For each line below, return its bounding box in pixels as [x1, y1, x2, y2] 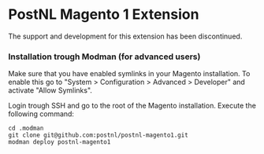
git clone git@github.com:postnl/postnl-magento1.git [8, 131, 189, 139]
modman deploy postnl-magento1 [8, 138, 111, 146]
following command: [8, 109, 75, 119]
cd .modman [8, 124, 44, 133]
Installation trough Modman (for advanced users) [8, 51, 201, 62]
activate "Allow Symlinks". [8, 86, 93, 95]
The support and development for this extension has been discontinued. [8, 31, 243, 41]
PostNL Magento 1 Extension [8, 5, 199, 24]
